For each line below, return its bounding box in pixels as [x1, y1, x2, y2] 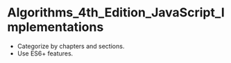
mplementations [7, 19, 104, 35]
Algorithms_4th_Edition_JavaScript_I [7, 5, 225, 21]
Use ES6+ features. [17, 49, 74, 58]
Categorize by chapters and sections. [17, 42, 125, 50]
